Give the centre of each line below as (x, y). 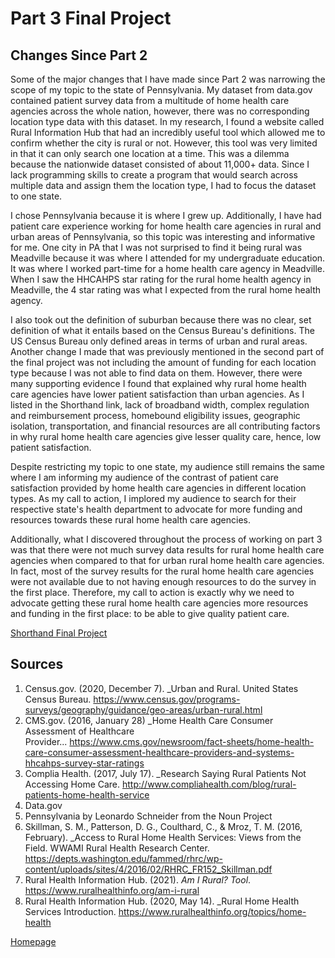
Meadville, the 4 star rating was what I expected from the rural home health (166, 290)
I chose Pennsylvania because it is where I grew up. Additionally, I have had (166, 215)
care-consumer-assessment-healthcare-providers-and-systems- (159, 752)
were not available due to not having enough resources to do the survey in (163, 581)
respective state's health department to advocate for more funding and (156, 509)
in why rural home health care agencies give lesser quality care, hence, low (166, 436)
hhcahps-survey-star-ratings (84, 763)
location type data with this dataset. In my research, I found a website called (167, 121)
